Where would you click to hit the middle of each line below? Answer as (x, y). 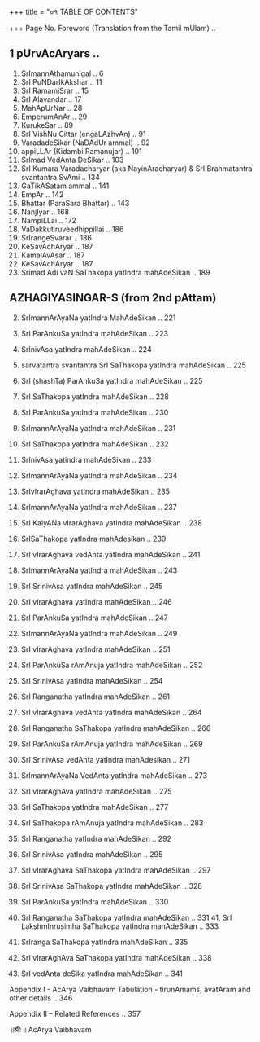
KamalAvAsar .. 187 (53, 255)
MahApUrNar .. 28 (52, 108)
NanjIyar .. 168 (45, 212)
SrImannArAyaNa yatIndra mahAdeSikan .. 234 (99, 475)
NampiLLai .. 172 (48, 220)
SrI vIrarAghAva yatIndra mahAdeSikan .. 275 (96, 791)
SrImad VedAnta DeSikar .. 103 (72, 160)
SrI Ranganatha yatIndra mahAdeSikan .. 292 (96, 838)
